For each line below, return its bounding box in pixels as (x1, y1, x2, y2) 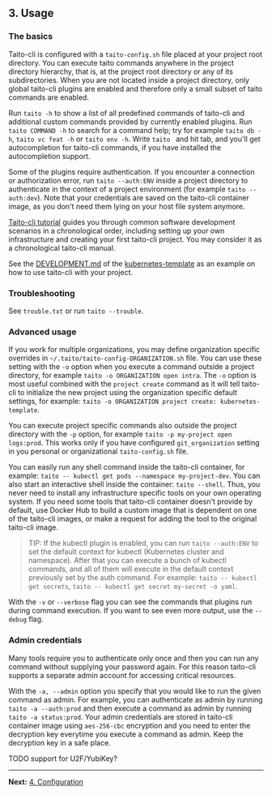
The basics (8, 31, 53, 42)
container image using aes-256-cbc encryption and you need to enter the (8, 720, 251, 730)
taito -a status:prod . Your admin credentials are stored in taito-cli (8, 711, 233, 721)
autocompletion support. (8, 151, 91, 161)
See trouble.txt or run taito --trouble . (8, 306, 144, 316)
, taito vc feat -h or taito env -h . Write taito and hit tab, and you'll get (11, 134, 261, 144)
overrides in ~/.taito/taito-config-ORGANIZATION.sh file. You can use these (8, 353, 262, 363)
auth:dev (8, 194, 38, 202)
